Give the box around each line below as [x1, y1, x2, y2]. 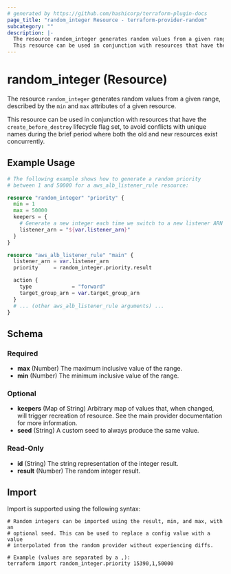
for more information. [16, 419, 78, 427]
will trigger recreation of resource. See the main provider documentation [16, 411, 223, 420]
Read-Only [7, 444, 45, 453]
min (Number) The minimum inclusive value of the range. [16, 371, 179, 380]
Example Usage [7, 157, 76, 169]
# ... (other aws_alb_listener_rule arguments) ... [13, 303, 165, 309]
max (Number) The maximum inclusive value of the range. [16, 365, 183, 373]
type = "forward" [19, 283, 107, 290]
